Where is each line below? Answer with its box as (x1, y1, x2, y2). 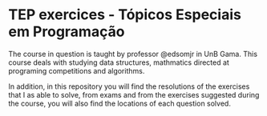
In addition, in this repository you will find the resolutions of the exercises (8, 82, 250, 91)
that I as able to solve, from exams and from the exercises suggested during (8, 90, 260, 99)
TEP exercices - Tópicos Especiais (8, 6, 242, 24)
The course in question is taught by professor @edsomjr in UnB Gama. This (8, 49, 258, 58)
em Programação (8, 22, 125, 41)
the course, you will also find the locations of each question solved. (8, 98, 231, 108)
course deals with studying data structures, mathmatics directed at (8, 58, 230, 67)
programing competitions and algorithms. (8, 66, 145, 75)
